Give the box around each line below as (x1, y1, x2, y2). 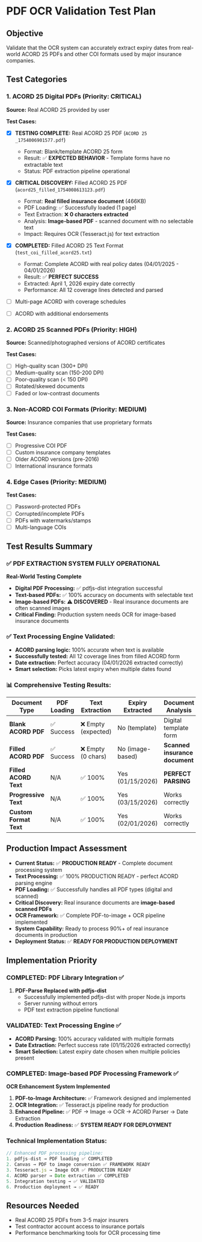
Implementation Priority (6, 956, 97, 966)
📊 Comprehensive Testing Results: (6, 681, 111, 689)
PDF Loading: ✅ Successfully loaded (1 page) (23, 203, 137, 211)
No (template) (117, 723, 157, 732)
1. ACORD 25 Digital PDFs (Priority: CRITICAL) (6, 92, 142, 100)
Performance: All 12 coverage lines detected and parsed (23, 286, 164, 293)
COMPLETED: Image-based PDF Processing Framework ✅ (6, 1069, 179, 1078)
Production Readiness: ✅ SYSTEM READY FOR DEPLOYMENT (14, 1121, 173, 1129)
